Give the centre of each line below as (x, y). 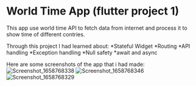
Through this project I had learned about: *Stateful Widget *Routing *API (98, 46)
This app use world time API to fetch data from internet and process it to (97, 28)
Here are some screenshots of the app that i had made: (75, 64)
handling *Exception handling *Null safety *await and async (82, 52)
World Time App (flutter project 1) (93, 11)
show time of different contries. (46, 34)
